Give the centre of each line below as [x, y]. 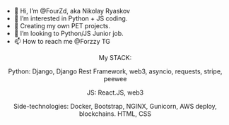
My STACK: [115, 58]
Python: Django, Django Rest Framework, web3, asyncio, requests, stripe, [115, 71]
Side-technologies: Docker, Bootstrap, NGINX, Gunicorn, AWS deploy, [115, 106]
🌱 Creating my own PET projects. [62, 26]
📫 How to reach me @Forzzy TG [62, 41]
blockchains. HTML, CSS [115, 114]
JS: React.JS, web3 [115, 93]
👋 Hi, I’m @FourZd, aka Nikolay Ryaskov [72, 11]
